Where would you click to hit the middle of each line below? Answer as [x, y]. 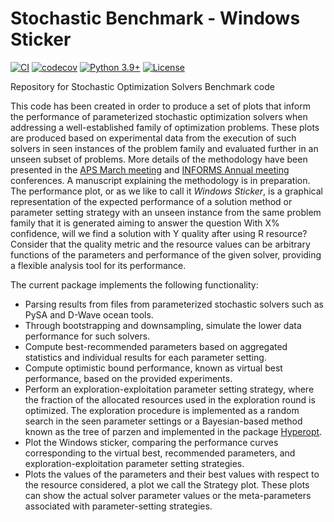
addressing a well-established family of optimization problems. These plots [165, 127]
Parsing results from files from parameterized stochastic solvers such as [174, 304]
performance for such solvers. [87, 336]
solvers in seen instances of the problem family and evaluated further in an [164, 148]
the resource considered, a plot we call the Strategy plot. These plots [167, 484]
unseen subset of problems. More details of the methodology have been [159, 159]
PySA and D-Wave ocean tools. [89, 314]
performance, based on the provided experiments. [128, 378]
